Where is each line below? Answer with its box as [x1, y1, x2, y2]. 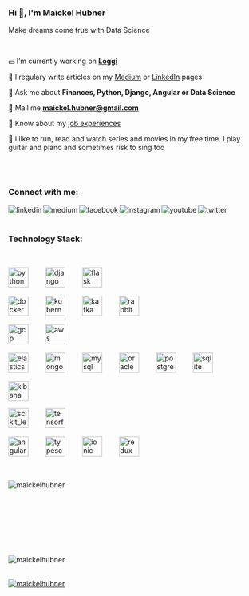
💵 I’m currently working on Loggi [8, 56, 118, 66]
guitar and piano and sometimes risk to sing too [8, 143, 165, 153]
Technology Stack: [8, 233, 83, 244]
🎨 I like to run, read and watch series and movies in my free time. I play [8, 134, 241, 144]
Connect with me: [8, 187, 79, 198]
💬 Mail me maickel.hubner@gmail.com [8, 103, 140, 113]
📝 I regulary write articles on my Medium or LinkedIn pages [8, 72, 203, 82]
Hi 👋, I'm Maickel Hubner [8, 7, 106, 18]
